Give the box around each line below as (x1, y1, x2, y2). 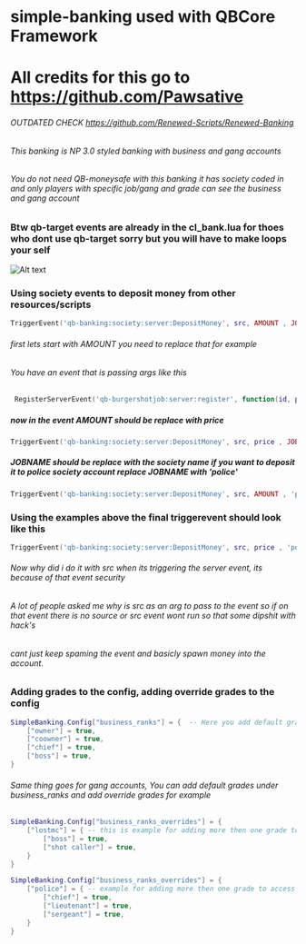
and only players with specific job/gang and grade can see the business (10, 184, 282, 194)
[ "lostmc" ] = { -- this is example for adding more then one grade (26, 826, 287, 835)
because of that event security (10, 572, 125, 583)
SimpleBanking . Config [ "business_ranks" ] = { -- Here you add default (10, 718, 283, 727)
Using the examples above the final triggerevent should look (10, 511, 281, 523)
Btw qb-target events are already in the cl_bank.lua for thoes (10, 221, 284, 234)
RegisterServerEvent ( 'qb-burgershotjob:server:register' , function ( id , (14, 395, 291, 404)
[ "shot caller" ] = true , (43, 842, 137, 851)
